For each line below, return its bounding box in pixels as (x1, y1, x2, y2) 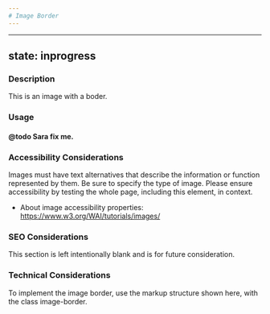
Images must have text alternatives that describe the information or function (8, 170, 260, 180)
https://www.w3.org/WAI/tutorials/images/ (19, 211, 161, 221)
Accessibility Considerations (8, 151, 124, 163)
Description (8, 73, 55, 85)
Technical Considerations (8, 270, 111, 281)
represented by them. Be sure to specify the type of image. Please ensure (8, 179, 253, 188)
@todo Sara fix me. (8, 131, 74, 141)
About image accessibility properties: (19, 203, 144, 213)
